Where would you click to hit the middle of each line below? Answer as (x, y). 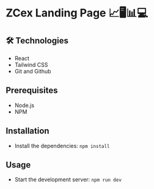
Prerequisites (32, 91)
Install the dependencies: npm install (62, 146)
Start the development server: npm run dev (68, 180)
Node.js (24, 105)
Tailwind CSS (31, 65)
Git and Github (33, 71)
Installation (28, 131)
